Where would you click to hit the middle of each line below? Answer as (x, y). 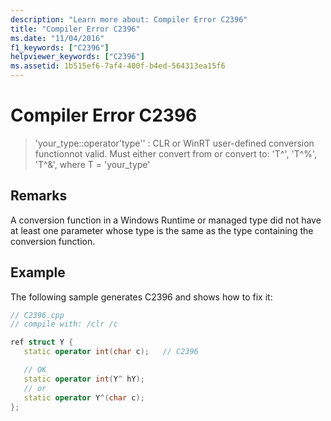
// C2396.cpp (37, 315)
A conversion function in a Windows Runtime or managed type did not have (166, 220)
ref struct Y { (42, 342)
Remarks (39, 196)
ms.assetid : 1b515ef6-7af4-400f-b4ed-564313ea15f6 (118, 66)
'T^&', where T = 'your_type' (92, 164)
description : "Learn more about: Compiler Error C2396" (129, 19)
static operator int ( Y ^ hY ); (84, 379)
